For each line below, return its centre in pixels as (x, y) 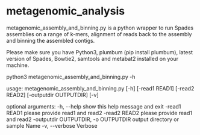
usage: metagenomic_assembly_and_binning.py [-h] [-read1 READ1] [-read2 (100, 88)
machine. (18, 65)
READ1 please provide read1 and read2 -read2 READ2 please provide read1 (99, 113)
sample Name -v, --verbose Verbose (52, 125)
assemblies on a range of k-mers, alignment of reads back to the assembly (99, 34)
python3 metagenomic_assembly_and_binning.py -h (71, 77)
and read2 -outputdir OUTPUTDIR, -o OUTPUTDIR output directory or (93, 119)
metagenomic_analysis (66, 11)
